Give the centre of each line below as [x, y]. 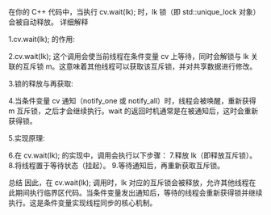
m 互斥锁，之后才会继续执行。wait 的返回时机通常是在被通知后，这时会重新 [133, 111]
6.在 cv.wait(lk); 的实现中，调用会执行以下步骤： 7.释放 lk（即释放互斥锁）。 [133, 155]
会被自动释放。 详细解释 [48, 22]
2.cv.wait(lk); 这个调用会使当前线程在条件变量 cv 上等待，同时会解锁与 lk [129, 56]
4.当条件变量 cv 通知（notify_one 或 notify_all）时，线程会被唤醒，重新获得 [132, 101]
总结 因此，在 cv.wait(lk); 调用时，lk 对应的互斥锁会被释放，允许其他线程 [129, 183]
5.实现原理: [27, 138]
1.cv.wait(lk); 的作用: [42, 39]
